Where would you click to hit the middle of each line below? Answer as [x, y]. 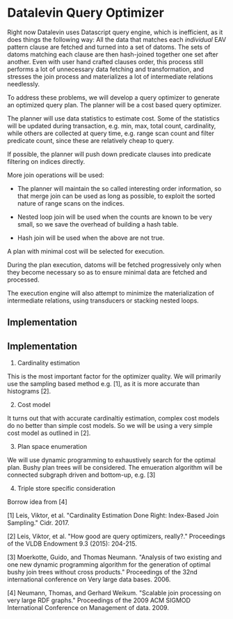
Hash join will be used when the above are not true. [91, 238]
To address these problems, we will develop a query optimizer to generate [114, 97]
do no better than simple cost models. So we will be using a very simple [110, 426]
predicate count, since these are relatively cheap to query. [91, 140]
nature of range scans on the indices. [71, 203]
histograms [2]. [29, 391]
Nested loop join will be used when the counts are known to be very [114, 217]
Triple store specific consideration [66, 489]
